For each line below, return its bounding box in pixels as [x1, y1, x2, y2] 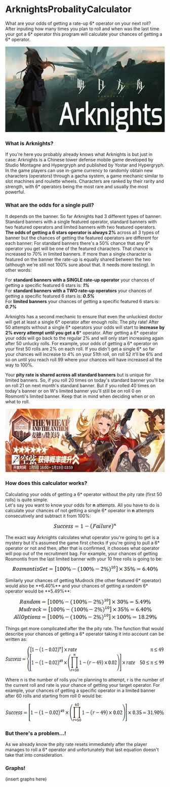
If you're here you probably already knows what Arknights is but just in [5, 151, 153, 157]
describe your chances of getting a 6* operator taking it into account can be [5, 631, 164, 637]
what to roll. [5, 398, 30, 404]
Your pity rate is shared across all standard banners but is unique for [5, 371, 151, 378]
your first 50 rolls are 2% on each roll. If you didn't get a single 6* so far [5, 346, 155, 352]
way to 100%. [5, 362, 34, 368]
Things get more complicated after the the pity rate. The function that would [5, 625, 164, 631]
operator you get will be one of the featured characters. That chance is [5, 245, 153, 252]
